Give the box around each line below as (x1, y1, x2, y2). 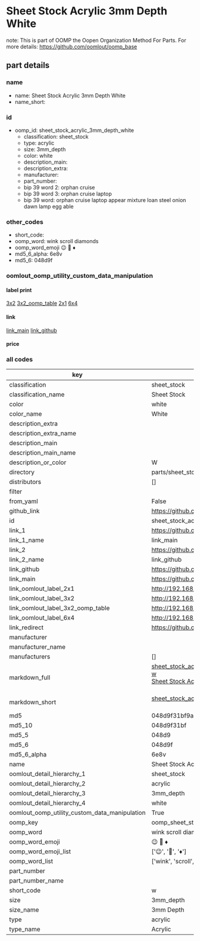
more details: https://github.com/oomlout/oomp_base (6, 43, 137, 50)
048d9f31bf (151, 721, 187, 729)
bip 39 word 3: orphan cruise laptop (23, 190, 112, 197)
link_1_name (9, 536, 45, 544)
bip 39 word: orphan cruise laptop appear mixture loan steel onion (23, 196, 186, 204)
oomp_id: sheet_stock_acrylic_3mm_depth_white (14, 127, 135, 134)
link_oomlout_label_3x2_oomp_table (9, 604, 110, 612)
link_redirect (9, 623, 44, 632)
